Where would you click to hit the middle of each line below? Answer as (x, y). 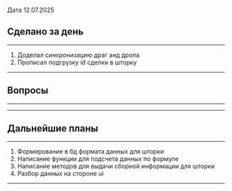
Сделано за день (46, 31)
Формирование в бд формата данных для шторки (90, 152)
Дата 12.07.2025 (31, 10)
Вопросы (28, 90)
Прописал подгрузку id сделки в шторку (77, 62)
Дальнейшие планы (53, 128)
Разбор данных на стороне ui (60, 174)
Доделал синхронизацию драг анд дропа (78, 55)
